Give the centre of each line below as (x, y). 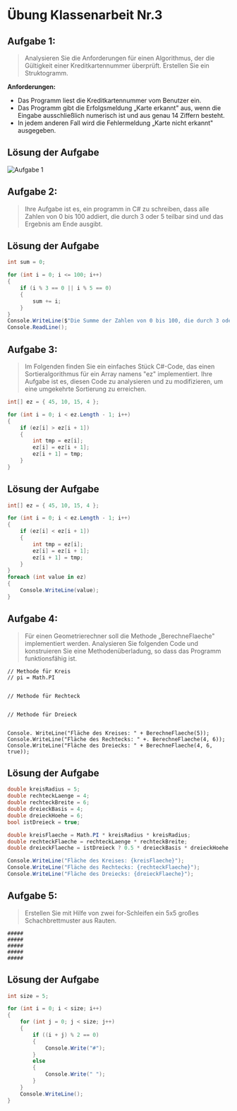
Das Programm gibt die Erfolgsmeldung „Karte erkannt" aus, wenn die (119, 108)
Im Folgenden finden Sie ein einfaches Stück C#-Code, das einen (120, 366)
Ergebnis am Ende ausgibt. (63, 224)
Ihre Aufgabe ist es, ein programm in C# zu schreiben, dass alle (117, 209)
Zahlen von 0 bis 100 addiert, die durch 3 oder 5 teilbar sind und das (124, 216)
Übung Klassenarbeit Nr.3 (85, 15)
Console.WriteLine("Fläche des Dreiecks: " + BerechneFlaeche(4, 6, (110, 745)
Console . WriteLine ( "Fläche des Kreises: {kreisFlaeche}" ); (96, 861)
